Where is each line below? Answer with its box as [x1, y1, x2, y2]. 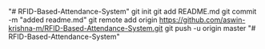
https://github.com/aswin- [159, 15, 246, 24]
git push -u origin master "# [164, 24, 256, 32]
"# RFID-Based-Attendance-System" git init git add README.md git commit [8, 7, 257, 16]
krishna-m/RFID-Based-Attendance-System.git [8, 24, 163, 32]
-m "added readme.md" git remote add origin [8, 15, 158, 24]
